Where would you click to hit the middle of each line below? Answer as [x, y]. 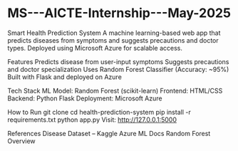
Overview [21, 141]
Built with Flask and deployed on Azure [65, 77]
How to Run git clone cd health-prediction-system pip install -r [99, 112]
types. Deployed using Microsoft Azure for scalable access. [95, 48]
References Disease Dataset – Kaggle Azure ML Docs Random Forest [109, 133]
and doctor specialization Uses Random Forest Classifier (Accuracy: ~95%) [118, 69]
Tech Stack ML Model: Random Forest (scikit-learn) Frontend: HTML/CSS [115, 90]
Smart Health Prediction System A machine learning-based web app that [114, 33]
